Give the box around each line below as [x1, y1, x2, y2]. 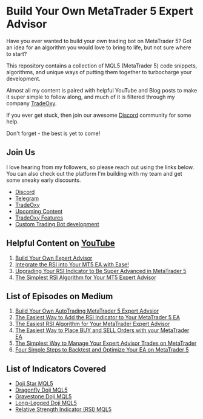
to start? [6, 50, 27, 57]
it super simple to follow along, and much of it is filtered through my [6, 93, 175, 100]
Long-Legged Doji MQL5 [15, 400, 78, 407]
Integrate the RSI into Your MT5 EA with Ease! [15, 260, 129, 268]
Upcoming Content [15, 207, 62, 215]
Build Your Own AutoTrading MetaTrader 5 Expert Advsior [15, 307, 159, 314]
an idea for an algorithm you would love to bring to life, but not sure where [6, 44, 191, 51]
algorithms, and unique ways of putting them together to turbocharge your [6, 68, 192, 75]
